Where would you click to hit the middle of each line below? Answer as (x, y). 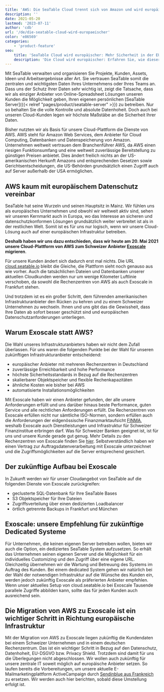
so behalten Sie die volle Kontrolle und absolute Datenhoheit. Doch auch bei (81, 110)
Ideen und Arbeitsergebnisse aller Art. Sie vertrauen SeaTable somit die (77, 79)
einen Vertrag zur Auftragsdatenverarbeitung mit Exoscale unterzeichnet (78, 446)
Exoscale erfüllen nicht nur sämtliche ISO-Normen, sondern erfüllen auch (79, 415)
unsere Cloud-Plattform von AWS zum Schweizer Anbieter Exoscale (75, 247)
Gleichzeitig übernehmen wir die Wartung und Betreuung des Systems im (79, 564)
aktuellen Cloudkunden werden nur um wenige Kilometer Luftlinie (71, 277)
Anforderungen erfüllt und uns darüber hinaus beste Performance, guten (78, 405)
